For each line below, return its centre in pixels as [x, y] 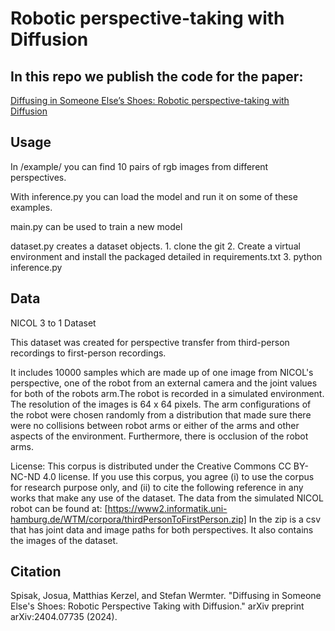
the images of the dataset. [64, 540]
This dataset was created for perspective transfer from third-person [150, 342]
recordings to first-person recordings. [88, 353]
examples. [31, 207]
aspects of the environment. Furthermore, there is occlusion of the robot [159, 436]
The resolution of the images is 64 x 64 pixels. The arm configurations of [161, 404]
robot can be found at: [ [59, 508]
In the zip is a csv [285, 519]
